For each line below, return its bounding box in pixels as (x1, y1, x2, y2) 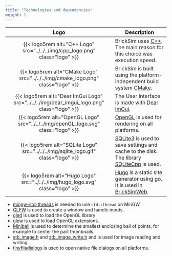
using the (115, 71, 138, 78)
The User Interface (115, 92, 161, 100)
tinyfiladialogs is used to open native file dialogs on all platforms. (12, 245, 149, 251)
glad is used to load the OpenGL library (12, 212, 96, 218)
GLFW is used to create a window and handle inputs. (12, 206, 124, 213)
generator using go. (115, 175, 163, 182)
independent (115, 77, 146, 85)
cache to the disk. (115, 147, 158, 154)
